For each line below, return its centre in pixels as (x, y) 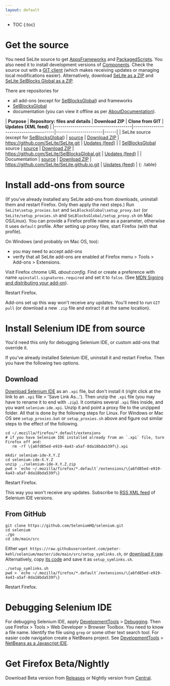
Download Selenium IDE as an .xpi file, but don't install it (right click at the (83, 391)
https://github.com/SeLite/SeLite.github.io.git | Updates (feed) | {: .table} (81, 164)
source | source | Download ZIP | (40, 148)
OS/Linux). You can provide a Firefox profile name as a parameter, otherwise (85, 221)
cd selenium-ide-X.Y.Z (29, 460)
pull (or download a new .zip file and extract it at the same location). (78, 308)
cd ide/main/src (22, 539)
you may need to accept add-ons (47, 251)
